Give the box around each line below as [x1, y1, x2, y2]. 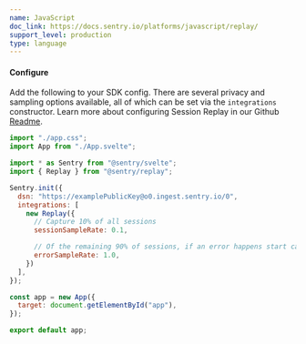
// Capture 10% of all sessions [33, 218, 157, 227]
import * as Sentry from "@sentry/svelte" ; [9, 158, 178, 168]
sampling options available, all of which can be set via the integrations [9, 96, 277, 107]
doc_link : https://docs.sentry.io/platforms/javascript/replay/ [9, 22, 259, 31]
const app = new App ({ [9, 292, 96, 301]
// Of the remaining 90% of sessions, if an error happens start [33, 242, 287, 251]
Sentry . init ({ [9, 183, 64, 192]
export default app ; [9, 326, 88, 335]
